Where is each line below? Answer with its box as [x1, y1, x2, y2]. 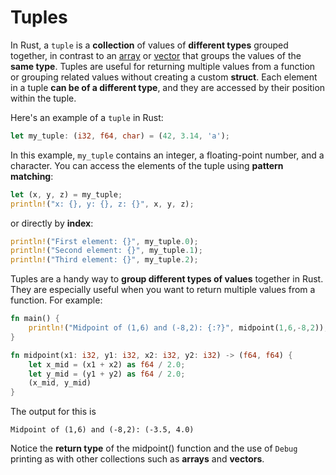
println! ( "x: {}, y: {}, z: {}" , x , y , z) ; [10, 199, 195, 209]
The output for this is [10, 406, 97, 418]
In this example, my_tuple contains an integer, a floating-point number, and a [10, 149, 325, 161]
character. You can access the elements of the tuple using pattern [10, 159, 284, 171]
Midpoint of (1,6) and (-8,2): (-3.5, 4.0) [10, 425, 195, 435]
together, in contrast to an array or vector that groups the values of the [10, 49, 302, 61]
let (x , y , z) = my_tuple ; [10, 189, 123, 200]
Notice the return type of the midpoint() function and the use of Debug [10, 442, 298, 455]
